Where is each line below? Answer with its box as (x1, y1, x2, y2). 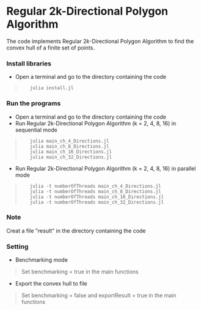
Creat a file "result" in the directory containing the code (6, 227, 146, 234)
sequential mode (15, 126, 58, 133)
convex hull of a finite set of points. (6, 44, 95, 51)
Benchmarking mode (15, 256, 68, 264)
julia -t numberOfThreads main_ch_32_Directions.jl (29, 199, 164, 205)
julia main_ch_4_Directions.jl (29, 138, 109, 144)
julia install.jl (29, 85, 74, 91)
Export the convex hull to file (15, 280, 87, 287)
